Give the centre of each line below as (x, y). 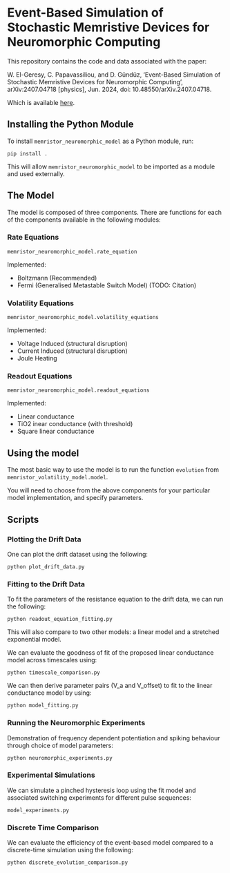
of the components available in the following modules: (84, 220)
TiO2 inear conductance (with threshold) (75, 424)
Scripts (23, 519)
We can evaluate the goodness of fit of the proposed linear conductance (111, 653)
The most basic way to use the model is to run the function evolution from (113, 470)
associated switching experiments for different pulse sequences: (99, 797)
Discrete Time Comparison (53, 827)
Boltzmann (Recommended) (57, 278)
